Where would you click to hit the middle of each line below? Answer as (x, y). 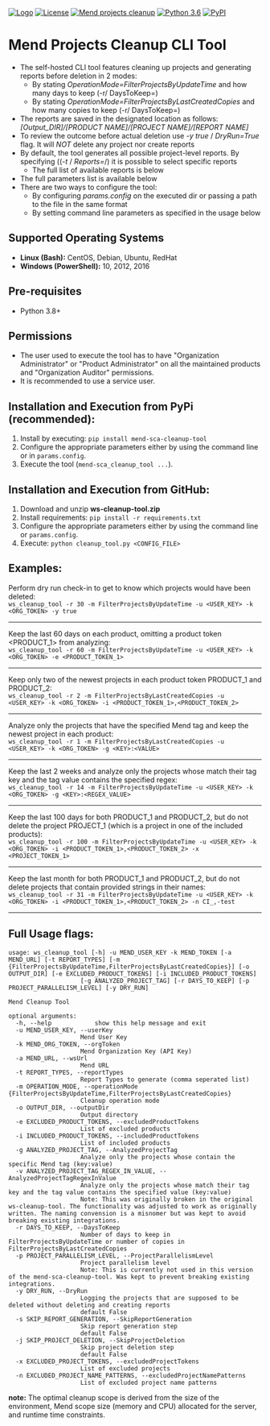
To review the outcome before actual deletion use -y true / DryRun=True (139, 135)
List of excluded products (125, 1129)
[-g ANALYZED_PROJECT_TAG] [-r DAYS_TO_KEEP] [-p (165, 980)
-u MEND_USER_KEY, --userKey (64, 1030)
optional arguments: (43, 1016)
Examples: (35, 568)
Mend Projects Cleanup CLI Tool (117, 45)
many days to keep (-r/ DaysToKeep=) (95, 93)
